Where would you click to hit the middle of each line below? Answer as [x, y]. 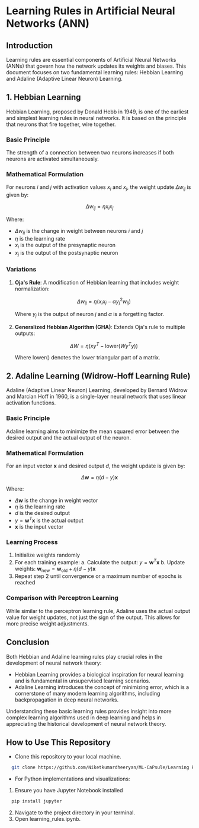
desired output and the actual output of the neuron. [69, 437]
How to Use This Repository [59, 742]
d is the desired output [42, 513]
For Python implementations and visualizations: [72, 779]
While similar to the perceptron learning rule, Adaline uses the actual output [98, 611]
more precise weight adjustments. [48, 623]
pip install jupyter [37, 801]
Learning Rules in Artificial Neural [91, 11]
